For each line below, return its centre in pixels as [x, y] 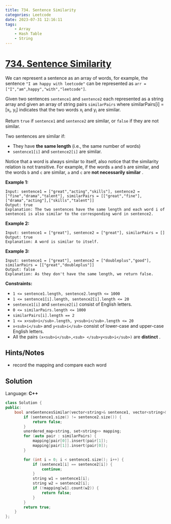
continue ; [52, 469]
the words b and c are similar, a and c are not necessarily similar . [74, 172]
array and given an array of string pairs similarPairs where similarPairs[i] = [85, 104]
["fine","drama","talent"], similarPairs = [52, 196]
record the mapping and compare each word [60, 365]
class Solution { [24, 403]
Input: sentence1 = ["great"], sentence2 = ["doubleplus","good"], [78, 260]
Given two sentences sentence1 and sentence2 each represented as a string [84, 99]
